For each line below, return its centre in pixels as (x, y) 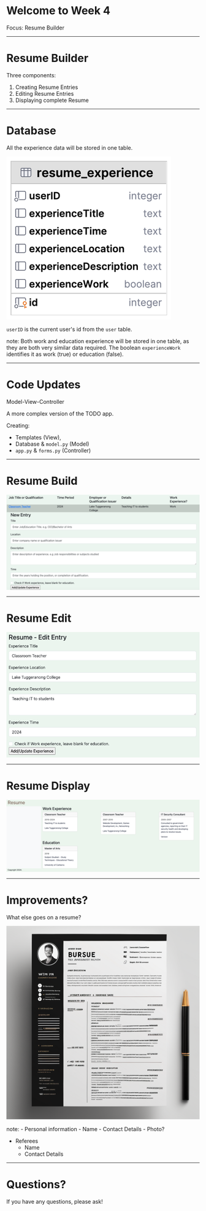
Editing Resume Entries (44, 93)
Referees (27, 1141)
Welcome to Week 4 (59, 11)
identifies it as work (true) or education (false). (65, 354)
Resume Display (48, 786)
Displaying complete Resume (52, 100)
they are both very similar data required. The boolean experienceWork (93, 347)
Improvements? (47, 900)
